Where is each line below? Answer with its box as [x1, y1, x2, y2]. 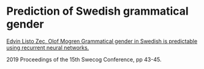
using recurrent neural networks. [6, 44, 89, 51]
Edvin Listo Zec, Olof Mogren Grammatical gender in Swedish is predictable [6, 37, 198, 45]
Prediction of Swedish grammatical [6, 4, 189, 18]
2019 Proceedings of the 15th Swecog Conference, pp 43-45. [6, 56, 162, 63]
